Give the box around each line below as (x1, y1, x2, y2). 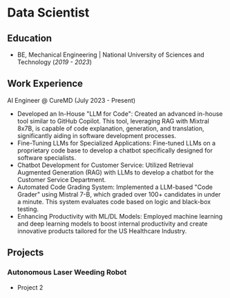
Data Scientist (7, 5, 90, 21)
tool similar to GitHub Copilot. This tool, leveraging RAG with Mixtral (17, 117, 209, 125)
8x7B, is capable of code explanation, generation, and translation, (17, 124, 204, 132)
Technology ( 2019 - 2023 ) (17, 58, 92, 66)
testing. (17, 205, 39, 213)
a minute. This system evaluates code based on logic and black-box (17, 197, 211, 206)
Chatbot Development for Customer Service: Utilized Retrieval (17, 161, 193, 169)
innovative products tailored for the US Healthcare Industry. (17, 226, 187, 235)
